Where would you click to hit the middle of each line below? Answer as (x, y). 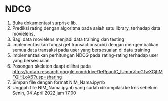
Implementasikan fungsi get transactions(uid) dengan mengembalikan (85, 44)
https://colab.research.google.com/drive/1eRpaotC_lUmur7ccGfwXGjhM (87, 71)
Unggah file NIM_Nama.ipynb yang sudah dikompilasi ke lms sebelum (85, 87)
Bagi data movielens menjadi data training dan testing (68, 39)
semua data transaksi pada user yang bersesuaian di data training (81, 50)
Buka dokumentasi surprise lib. (44, 23)
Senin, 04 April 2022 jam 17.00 (44, 93)
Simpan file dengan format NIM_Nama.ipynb (58, 82)
